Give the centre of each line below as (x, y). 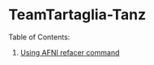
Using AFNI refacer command (70, 52)
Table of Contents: (39, 37)
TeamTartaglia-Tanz (77, 15)
